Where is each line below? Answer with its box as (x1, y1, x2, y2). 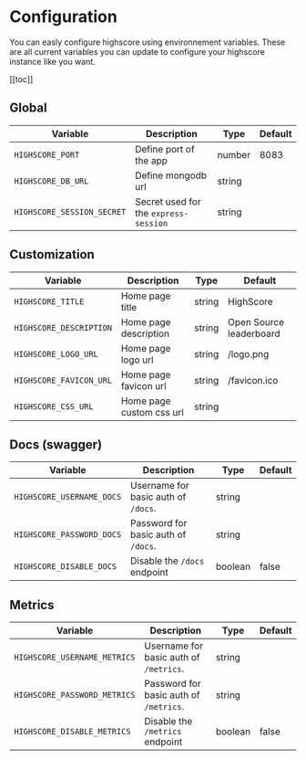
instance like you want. (9, 56, 96, 67)
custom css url (120, 406, 184, 418)
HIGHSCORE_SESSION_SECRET (14, 206, 127, 216)
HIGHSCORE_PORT (14, 149, 80, 160)
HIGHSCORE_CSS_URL (14, 401, 94, 412)
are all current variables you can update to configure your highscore (9, 46, 266, 57)
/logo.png (227, 347, 270, 360)
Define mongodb (135, 169, 208, 182)
